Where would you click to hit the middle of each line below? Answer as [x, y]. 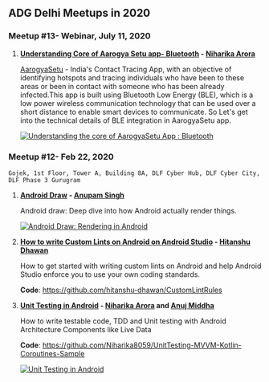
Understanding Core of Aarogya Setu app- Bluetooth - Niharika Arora [137, 53]
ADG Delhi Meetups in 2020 [79, 13]
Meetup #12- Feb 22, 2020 [61, 156]
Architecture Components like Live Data [86, 329]
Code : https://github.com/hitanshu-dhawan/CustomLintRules [121, 290]
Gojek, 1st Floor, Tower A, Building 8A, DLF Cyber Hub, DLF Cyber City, [134, 173]
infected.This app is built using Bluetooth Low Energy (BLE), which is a [137, 95]
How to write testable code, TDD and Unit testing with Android [123, 321]
